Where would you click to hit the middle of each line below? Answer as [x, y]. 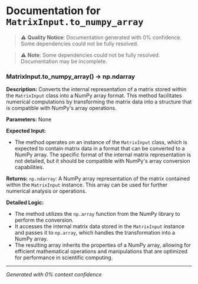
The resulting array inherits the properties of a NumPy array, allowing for [103, 245]
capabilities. [29, 167]
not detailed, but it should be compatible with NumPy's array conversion [102, 161]
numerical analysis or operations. [47, 191]
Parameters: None [29, 119]
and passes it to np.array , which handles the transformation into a [95, 233]
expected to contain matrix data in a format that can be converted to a [100, 149]
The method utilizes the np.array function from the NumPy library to [98, 214]
